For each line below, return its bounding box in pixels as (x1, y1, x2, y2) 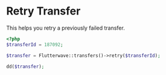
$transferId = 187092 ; (6, 41, 63, 48)
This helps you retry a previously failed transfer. (6, 24, 125, 31)
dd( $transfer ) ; (6, 64, 45, 70)
